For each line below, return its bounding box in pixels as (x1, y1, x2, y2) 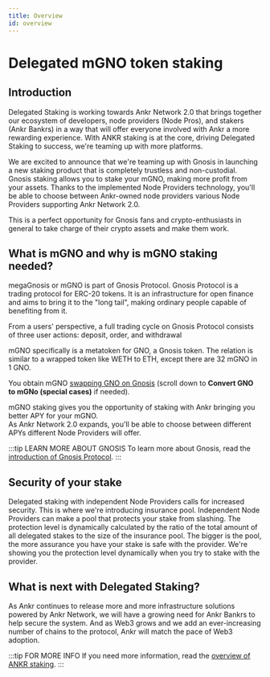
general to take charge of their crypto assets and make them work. (8, 223, 229, 233)
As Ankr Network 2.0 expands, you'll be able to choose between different (8, 419, 252, 430)
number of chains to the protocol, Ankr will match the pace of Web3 (8, 626, 233, 636)
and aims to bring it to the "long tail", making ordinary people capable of (8, 298, 247, 308)
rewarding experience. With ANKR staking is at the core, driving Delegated (8, 133, 256, 142)
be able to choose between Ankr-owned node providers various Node (8, 190, 240, 201)
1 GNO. (8, 363, 31, 373)
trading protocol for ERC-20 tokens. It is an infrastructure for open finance (8, 289, 254, 299)
